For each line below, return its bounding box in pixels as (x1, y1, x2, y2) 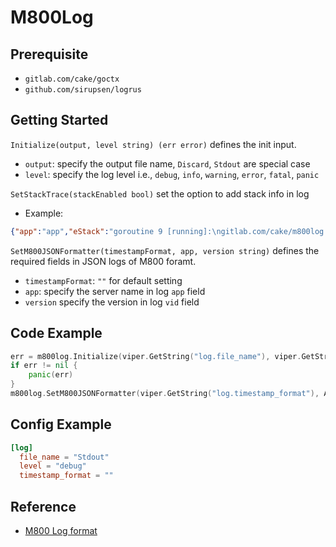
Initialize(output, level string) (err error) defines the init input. (10, 138, 297, 150)
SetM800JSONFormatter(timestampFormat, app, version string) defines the (10, 244, 320, 256)
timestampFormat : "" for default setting (24, 274, 183, 286)
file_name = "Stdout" (19, 452, 110, 462)
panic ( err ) (28, 370, 74, 380)
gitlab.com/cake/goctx (24, 74, 120, 84)
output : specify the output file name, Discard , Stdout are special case (24, 157, 311, 170)
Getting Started (10, 112, 109, 129)
